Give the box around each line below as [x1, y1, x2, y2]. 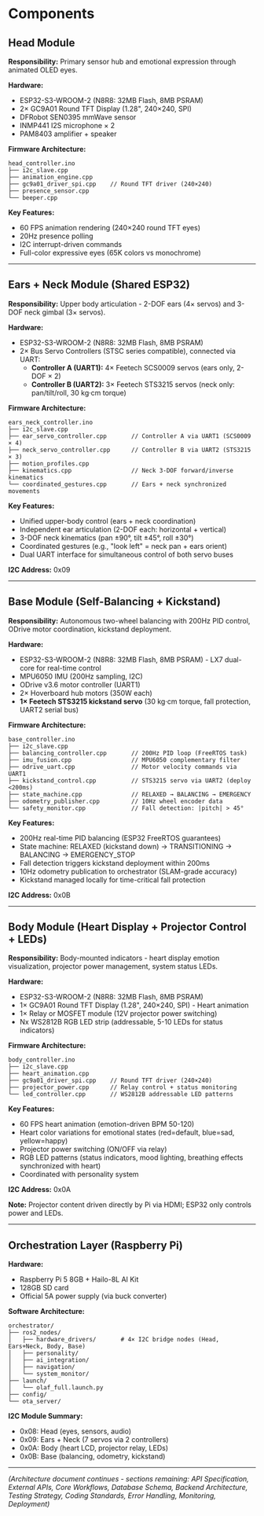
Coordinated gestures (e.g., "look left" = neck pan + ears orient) [19, 541, 228, 550]
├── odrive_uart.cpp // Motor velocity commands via [8, 763, 237, 771]
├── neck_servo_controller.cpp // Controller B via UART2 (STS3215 [8, 446, 251, 454]
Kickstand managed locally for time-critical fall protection [19, 874, 206, 885]
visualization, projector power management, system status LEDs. [8, 962, 218, 971]
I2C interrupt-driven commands [19, 240, 123, 248]
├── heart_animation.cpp [8, 1070, 90, 1078]
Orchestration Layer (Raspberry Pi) [8, 1238, 183, 1252]
